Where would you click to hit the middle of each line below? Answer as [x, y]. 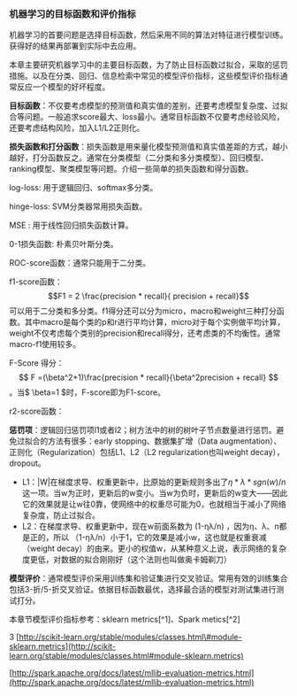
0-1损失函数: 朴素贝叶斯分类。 [64, 244]
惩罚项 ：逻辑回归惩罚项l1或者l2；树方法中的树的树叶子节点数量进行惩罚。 [143, 430]
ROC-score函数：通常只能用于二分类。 [80, 263]
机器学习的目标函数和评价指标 [73, 13]
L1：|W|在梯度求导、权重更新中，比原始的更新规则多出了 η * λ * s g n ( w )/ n [154, 482]
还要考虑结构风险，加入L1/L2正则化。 [77, 128]
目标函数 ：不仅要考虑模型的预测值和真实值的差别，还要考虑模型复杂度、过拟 [148, 106]
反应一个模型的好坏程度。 [63, 87]
